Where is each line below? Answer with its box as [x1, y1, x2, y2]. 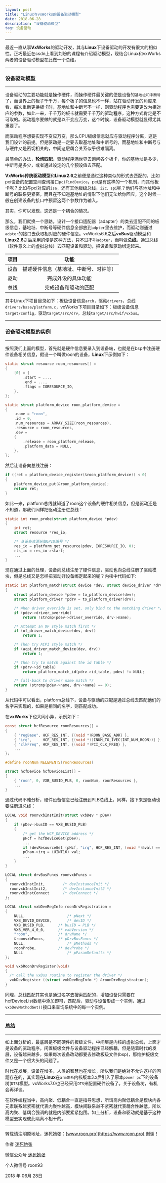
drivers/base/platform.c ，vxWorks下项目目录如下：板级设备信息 [5, 304, 139, 310]
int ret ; [14, 526, 32, 530]
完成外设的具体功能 [47, 275, 92, 282]
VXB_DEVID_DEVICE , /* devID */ [14, 918, 92, 923]
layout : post [5, 7, 32, 12]
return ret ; [14, 486, 39, 491]
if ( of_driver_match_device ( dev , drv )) [14, 628, 96, 633]
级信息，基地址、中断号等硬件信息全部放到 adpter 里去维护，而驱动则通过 [5, 224, 153, 230]
